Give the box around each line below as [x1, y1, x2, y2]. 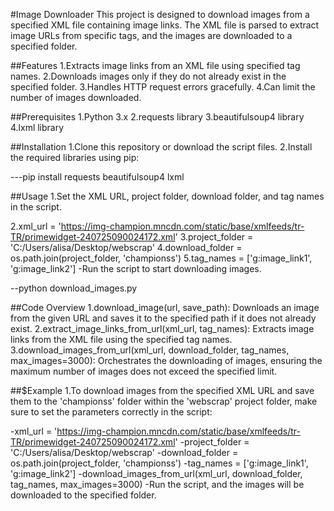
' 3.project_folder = [174, 231, 254, 243]
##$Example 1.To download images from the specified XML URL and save [10, 385, 315, 396]
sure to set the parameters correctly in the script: [10, 406, 213, 418]
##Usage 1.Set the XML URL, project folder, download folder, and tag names [10, 190, 325, 202]
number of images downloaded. [10, 92, 142, 103]
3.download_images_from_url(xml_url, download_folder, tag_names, [10, 344, 290, 356]
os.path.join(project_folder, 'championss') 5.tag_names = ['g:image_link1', [10, 252, 313, 264]
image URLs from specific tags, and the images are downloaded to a [10, 30, 293, 41]
